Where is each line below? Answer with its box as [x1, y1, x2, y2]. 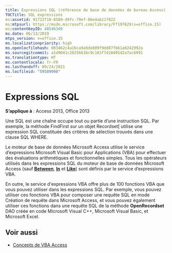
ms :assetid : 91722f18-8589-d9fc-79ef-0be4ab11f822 [5, 17, 116, 22]
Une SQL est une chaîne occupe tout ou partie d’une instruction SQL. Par [5, 118, 160, 124]
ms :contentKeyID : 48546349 [5, 27, 63, 32]
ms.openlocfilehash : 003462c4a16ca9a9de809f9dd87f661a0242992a [5, 45, 143, 50]
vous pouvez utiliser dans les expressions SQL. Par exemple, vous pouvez [5, 186, 162, 192]
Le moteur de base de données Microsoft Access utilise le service [5, 144, 145, 150]
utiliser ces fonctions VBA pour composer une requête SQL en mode [5, 192, 150, 198]
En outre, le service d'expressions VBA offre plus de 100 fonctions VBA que [5, 181, 165, 187]
